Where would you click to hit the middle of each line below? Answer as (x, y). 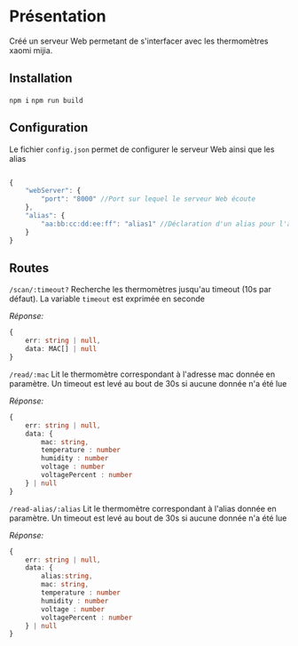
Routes (29, 268)
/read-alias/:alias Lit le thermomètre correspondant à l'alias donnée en (143, 508)
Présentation (58, 16)
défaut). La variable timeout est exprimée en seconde (107, 299)
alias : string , (67, 576)
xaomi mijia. (31, 50)
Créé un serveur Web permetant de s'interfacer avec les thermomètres (139, 41)
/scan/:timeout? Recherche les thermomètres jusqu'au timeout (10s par (141, 290)
